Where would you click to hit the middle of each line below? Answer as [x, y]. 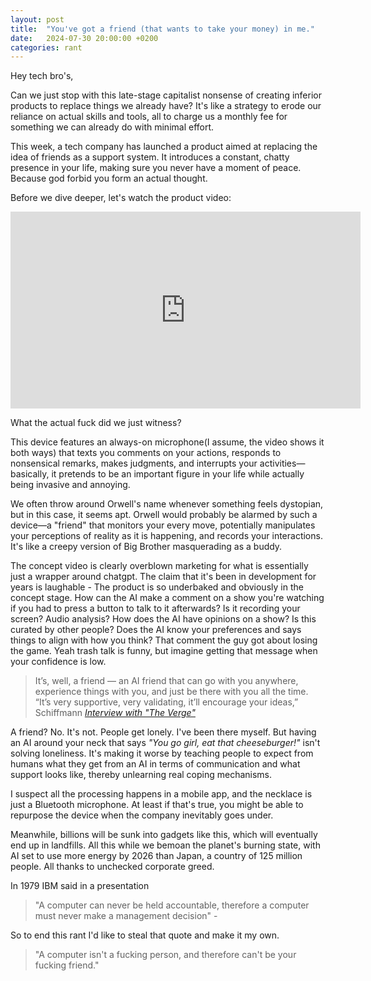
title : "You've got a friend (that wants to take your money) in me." [162, 29]
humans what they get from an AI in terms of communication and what [155, 764]
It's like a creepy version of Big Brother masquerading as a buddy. [146, 547]
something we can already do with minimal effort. [112, 127]
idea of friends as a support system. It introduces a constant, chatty [150, 157]
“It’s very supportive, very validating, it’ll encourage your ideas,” [166, 702]
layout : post [37, 19]
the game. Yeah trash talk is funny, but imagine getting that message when [164, 651]
